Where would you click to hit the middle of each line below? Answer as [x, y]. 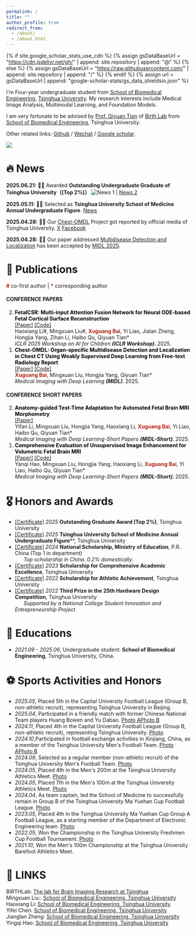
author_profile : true [33, 22]
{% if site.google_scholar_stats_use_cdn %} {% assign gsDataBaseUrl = [93, 56]
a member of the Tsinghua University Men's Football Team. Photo [94, 745]
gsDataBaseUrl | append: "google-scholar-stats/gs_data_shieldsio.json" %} [98, 81]
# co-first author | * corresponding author [57, 286]
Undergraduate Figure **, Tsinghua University [70, 541]
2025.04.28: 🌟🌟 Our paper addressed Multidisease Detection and [86, 239]
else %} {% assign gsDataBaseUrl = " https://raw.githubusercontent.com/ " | [97, 68]
